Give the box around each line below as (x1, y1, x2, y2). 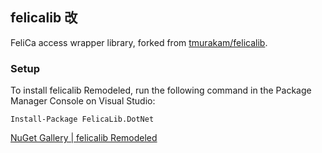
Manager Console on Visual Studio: (10, 95, 156, 107)
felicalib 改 (10, 9, 78, 27)
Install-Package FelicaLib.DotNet (10, 114, 155, 125)
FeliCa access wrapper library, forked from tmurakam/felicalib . (10, 36, 268, 48)
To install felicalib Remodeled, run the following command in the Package (10, 84, 312, 97)
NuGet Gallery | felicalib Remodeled (10, 132, 158, 144)
